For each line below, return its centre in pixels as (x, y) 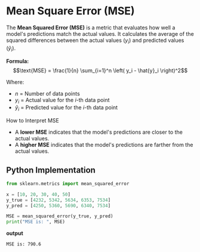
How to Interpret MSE (33, 121)
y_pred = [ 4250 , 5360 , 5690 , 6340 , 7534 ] (59, 205)
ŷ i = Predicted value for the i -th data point (66, 108)
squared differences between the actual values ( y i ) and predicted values (95, 41)
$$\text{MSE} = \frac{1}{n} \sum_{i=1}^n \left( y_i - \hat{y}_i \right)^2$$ (100, 70)
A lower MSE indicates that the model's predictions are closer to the (99, 132)
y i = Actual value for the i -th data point (62, 101)
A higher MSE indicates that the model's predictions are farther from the (104, 145)
